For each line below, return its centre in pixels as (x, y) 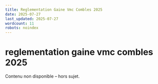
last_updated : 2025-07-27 (32, 19)
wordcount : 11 (20, 23)
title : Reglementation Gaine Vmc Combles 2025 (54, 10)
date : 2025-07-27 (23, 14)
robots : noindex (22, 28)
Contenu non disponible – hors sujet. (42, 76)
